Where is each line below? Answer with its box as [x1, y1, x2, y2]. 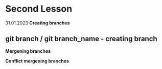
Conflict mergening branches [5, 58, 69, 64]
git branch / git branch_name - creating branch [5, 34, 157, 43]
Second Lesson [5, 3, 73, 15]
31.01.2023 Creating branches [5, 20, 70, 26]
